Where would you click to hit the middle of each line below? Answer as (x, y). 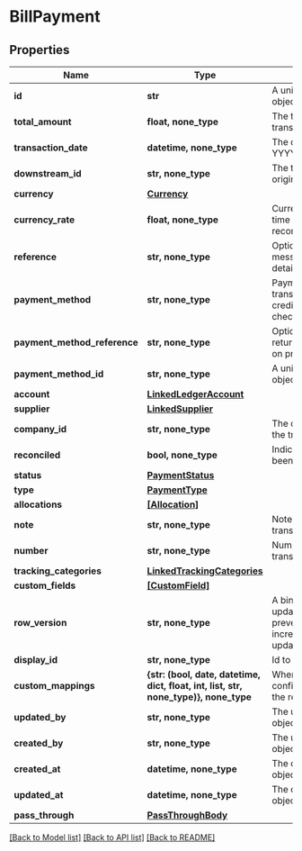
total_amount (43, 122)
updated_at (39, 795)
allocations (38, 504)
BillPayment (55, 17)
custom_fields (45, 585)
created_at (37, 769)
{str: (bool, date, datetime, (204, 674)
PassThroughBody (187, 815)
